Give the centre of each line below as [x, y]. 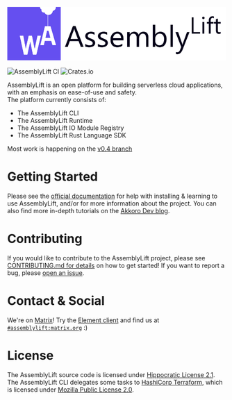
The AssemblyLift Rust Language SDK [72, 135]
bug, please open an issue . [46, 273]
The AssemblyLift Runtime [55, 121]
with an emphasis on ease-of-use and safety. [72, 92]
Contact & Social [56, 301]
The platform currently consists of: [57, 100]
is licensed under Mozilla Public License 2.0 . [71, 390]
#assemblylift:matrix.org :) [48, 328]
